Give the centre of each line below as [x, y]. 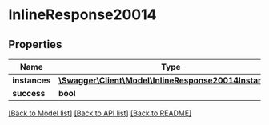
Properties [35, 44]
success [29, 93]
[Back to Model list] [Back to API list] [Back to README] [100, 113]
